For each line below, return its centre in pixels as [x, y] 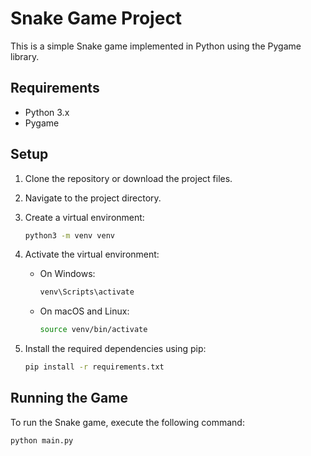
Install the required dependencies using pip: [115, 349]
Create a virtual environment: [84, 217]
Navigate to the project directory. [93, 198]
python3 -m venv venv [70, 235]
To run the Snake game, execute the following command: [127, 422]
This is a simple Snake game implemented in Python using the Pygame [156, 46]
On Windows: [67, 274]
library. [25, 56]
